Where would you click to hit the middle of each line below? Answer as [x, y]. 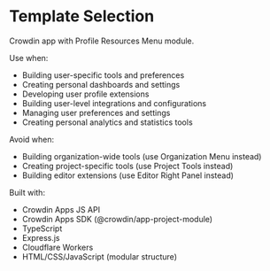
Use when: [29, 58]
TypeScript [42, 228]
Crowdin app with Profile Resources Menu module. [102, 41]
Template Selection [82, 16]
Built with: [27, 192]
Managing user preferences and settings [96, 112]
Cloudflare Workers [58, 247]
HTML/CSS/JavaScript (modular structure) [99, 256]
